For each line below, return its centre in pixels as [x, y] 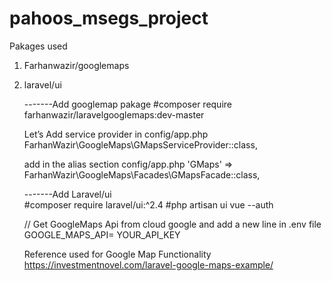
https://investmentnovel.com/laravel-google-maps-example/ [148, 264]
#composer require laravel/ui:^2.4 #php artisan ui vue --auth [148, 204]
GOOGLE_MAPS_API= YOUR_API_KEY [102, 234]
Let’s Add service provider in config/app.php [116, 134]
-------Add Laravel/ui [67, 194]
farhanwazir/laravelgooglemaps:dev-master [114, 114]
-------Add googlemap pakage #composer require [127, 104]
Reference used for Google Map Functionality [117, 254]
